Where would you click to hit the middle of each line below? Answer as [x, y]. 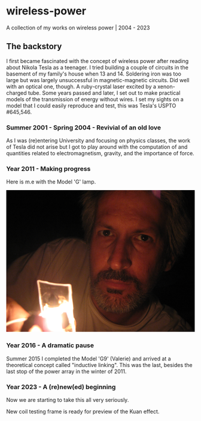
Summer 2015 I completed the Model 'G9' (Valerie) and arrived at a [89, 359]
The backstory [34, 46]
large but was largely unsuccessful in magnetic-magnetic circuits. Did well [98, 80]
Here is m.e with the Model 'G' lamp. [51, 182]
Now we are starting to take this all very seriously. [68, 399]
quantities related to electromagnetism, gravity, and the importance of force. [100, 154]
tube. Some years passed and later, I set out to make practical [104, 93]
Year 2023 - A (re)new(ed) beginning [61, 387]
